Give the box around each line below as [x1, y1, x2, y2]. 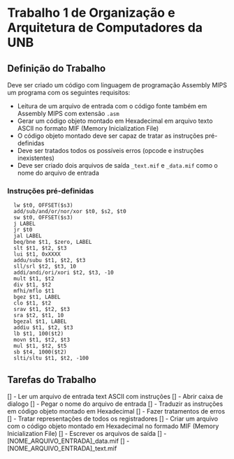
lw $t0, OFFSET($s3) [13, 202, 73, 209]
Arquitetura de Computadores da [7, 20, 203, 36]
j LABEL [13, 220, 36, 228]
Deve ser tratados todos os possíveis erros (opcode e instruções [17, 147, 204, 154]
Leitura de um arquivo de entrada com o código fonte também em [17, 102, 207, 110]
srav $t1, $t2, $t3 [13, 306, 71, 313]
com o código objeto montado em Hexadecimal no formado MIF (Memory [7, 422, 219, 430]
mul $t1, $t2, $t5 [13, 342, 68, 350]
